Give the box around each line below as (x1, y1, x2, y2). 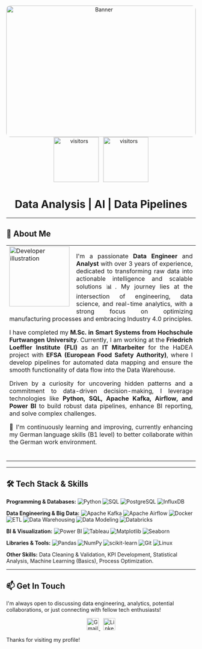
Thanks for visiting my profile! (6, 636, 80, 644)
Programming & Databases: (6, 498, 76, 505)
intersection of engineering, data (76, 292, 193, 300)
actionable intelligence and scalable (76, 274, 193, 282)
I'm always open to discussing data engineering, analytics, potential (6, 600, 174, 607)
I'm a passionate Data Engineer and (76, 252, 193, 260)
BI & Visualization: (6, 528, 53, 535)
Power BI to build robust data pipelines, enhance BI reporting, (9, 401, 193, 410)
